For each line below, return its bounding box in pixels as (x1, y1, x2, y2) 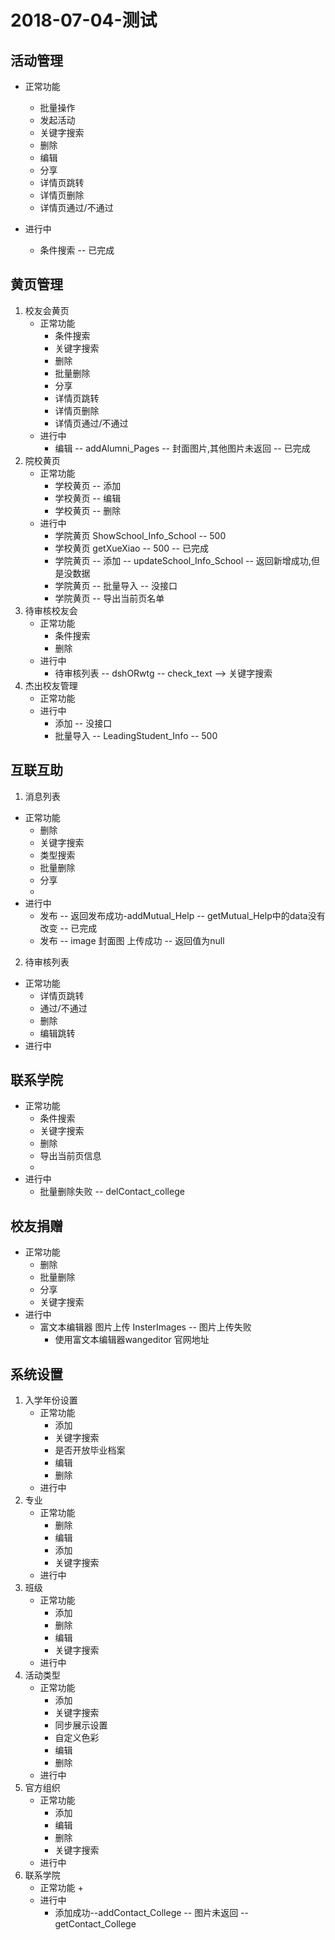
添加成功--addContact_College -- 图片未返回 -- (54, 1907, 249, 1919)
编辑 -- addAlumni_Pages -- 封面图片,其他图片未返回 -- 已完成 (54, 442, 311, 454)
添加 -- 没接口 (54, 717, 113, 729)
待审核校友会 (24, 604, 78, 616)
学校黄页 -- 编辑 (54, 492, 122, 504)
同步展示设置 (54, 1719, 108, 1731)
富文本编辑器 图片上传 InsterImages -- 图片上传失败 (39, 1321, 252, 1333)
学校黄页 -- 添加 (54, 479, 122, 491)
